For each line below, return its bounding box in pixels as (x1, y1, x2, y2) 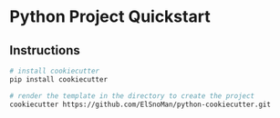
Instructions (9, 43, 80, 58)
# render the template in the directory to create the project (9, 91, 255, 101)
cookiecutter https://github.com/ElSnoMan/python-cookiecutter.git (9, 100, 272, 109)
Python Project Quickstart (9, 6, 212, 27)
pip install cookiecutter (9, 74, 108, 84)
